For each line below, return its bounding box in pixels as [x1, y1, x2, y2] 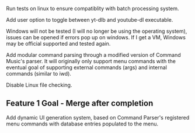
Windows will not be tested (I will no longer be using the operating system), [6, 28, 187, 35]
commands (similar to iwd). [6, 70, 72, 77]
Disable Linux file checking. [6, 81, 72, 88]
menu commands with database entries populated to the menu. [6, 120, 159, 127]
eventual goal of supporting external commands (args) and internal [6, 64, 168, 71]
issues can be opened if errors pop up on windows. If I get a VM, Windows [6, 34, 186, 40]
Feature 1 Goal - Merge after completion [6, 98, 154, 108]
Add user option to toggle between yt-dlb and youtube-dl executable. [6, 16, 173, 23]
